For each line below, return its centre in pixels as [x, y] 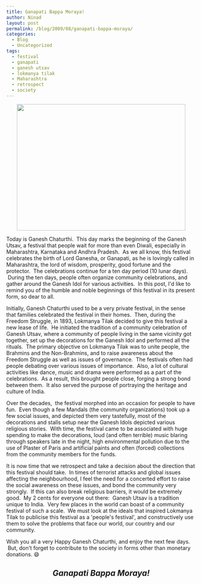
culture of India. [26, 391]
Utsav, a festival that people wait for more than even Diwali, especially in [96, 245]
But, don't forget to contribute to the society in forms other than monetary [99, 548]
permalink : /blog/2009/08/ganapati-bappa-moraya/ [70, 29]
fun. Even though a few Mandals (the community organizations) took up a [98, 409]
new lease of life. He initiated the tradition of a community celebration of [97, 327]
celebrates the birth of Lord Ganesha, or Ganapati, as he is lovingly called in [100, 258]
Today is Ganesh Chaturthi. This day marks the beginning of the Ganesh [96, 239]
